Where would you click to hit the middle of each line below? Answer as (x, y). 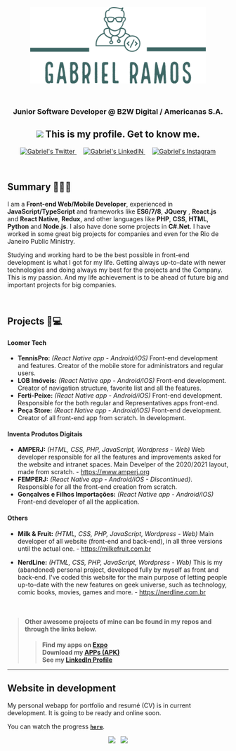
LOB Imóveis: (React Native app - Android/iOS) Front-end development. (122, 381)
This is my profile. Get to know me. (123, 135)
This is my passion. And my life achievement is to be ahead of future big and (118, 277)
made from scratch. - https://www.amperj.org (83, 472)
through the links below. (60, 629)
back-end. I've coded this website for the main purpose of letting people (122, 577)
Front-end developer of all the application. (78, 502)
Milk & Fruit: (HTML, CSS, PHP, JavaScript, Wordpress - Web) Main (116, 533)
